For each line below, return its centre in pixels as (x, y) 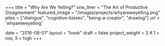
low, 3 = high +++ (23, 38)
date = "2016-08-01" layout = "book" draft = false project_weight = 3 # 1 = (82, 33)
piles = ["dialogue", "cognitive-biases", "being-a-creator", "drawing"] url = (82, 18)
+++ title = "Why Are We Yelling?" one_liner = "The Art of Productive (76, 7)
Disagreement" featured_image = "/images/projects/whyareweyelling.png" (83, 12)
